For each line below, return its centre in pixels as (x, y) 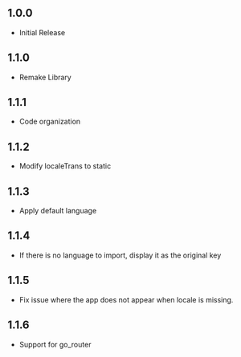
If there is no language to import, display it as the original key (120, 255)
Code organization (50, 122)
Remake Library (45, 77)
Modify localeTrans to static (65, 166)
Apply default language (58, 211)
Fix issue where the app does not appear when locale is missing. (126, 299)
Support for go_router (55, 344)
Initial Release (42, 32)
